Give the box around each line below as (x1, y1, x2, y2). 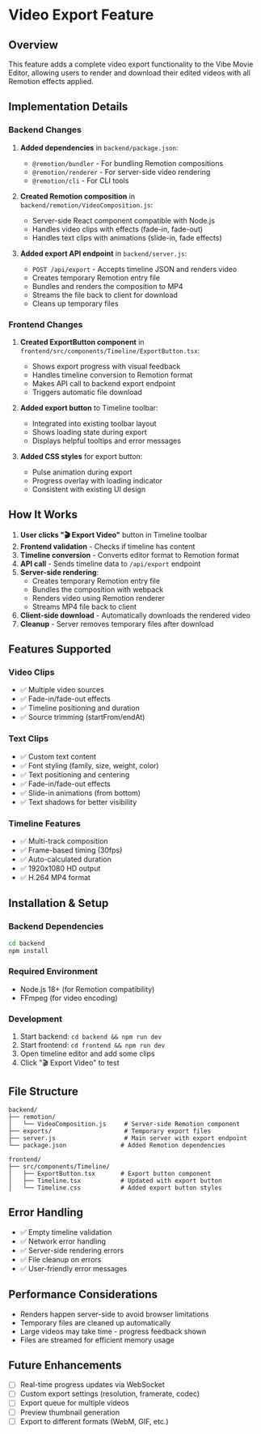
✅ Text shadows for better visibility (19, 797, 137, 806)
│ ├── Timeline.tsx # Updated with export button (8, 1177, 222, 1185)
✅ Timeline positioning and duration (19, 703, 140, 713)
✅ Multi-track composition (19, 836, 108, 846)
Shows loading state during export (32, 427, 147, 436)
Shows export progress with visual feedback (32, 361, 181, 371)
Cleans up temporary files (32, 298, 119, 309)
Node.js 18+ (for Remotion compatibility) (19, 984, 155, 994)
